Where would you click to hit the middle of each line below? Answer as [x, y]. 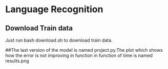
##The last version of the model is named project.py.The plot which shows [84, 50]
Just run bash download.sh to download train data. [59, 40]
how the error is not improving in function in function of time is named [79, 55]
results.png [17, 61]
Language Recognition [54, 9]
